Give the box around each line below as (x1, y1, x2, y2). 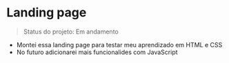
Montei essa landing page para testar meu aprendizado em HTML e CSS (16, 40, 223, 49)
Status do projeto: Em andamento (23, 27, 119, 36)
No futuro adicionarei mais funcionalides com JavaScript (16, 48, 178, 56)
